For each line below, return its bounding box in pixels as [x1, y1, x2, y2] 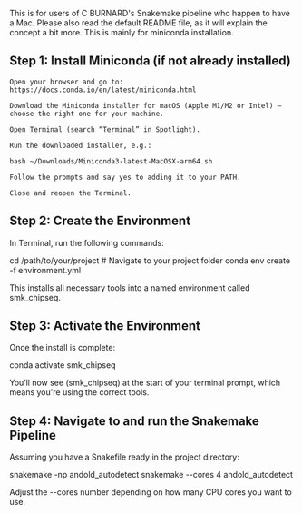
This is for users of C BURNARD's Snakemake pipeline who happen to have [9, 8, 290, 18]
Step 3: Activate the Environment [9, 318, 201, 334]
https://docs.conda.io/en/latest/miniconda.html [9, 85, 197, 94]
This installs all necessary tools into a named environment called [9, 282, 250, 293]
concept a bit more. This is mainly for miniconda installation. [9, 27, 234, 37]
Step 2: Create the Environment [9, 213, 191, 229]
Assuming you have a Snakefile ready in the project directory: [9, 451, 240, 462]
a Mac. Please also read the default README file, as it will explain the [9, 17, 268, 28]
